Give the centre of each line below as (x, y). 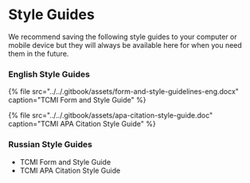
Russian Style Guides (51, 145)
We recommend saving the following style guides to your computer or (123, 37)
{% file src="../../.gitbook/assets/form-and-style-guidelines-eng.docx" (123, 91)
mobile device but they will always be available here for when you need (125, 45)
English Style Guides (49, 74)
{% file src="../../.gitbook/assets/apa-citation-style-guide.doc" (111, 115)
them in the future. (39, 53)
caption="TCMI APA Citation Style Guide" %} (82, 124)
